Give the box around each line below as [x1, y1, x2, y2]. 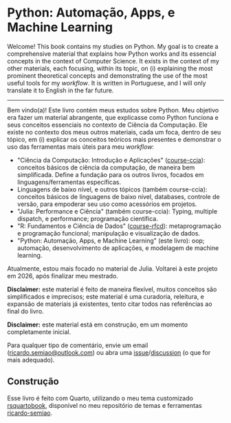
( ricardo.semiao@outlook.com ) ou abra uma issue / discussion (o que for [7, 348, 211, 356]
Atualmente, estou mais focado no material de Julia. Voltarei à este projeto [7, 264, 218, 273]
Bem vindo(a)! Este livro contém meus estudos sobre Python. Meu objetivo [7, 105, 219, 114]
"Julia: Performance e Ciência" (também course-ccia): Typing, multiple [16, 207, 218, 215]
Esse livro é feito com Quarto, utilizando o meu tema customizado [7, 394, 194, 402]
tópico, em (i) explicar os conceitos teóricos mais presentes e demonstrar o [7, 135, 221, 143]
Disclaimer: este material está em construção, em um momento [7, 320, 188, 329]
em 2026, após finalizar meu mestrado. [7, 271, 119, 280]
